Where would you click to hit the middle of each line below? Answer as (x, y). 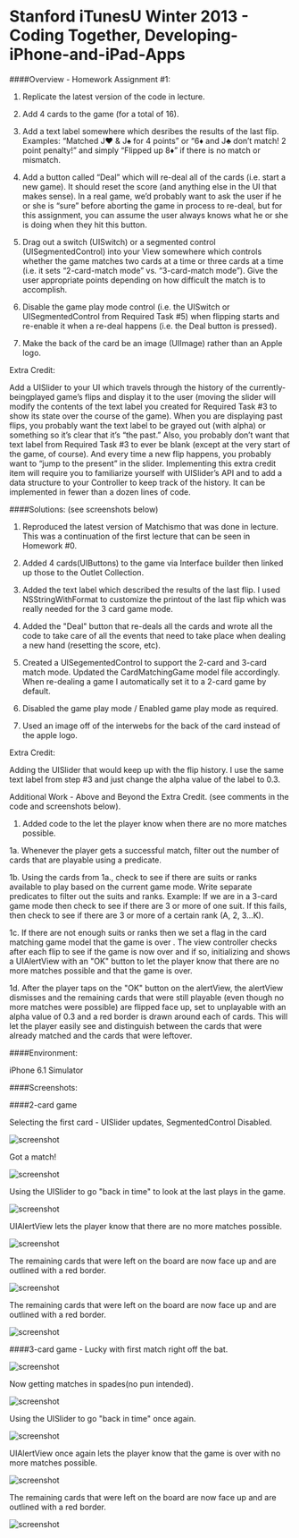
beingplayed (32, 396)
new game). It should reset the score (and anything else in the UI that (149, 186)
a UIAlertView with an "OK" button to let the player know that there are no (144, 961)
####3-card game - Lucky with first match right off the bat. (119, 1349)
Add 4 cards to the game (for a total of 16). (100, 114)
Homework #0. (50, 545)
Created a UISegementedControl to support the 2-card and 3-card (145, 662)
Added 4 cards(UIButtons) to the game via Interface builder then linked (153, 563)
